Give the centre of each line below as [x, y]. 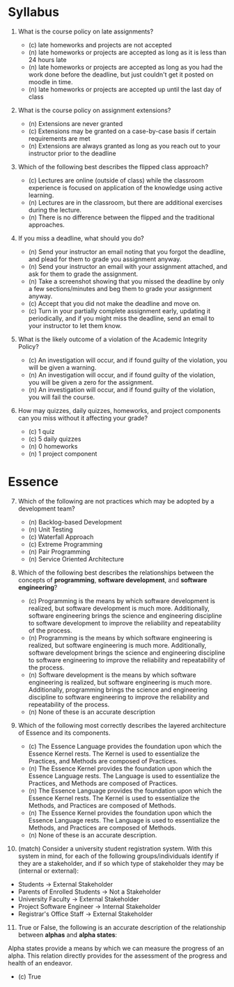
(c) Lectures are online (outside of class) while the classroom [116, 180]
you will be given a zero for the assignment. [91, 382]
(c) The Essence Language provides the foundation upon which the [125, 746]
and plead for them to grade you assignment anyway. [105, 259]
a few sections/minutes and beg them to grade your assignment [120, 288]
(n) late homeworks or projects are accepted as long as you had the [126, 67]
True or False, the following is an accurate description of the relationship [122, 927]
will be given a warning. [62, 367]
